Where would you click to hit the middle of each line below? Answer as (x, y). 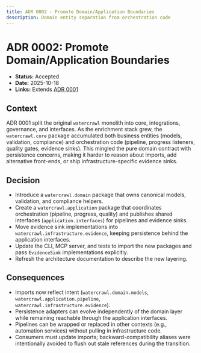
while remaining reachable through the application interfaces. (91, 317)
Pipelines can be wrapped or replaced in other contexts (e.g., (91, 324)
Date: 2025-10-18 (37, 83)
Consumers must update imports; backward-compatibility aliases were (103, 337)
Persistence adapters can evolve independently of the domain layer (99, 311)
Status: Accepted (37, 77)
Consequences (36, 278)
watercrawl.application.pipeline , (57, 298)
